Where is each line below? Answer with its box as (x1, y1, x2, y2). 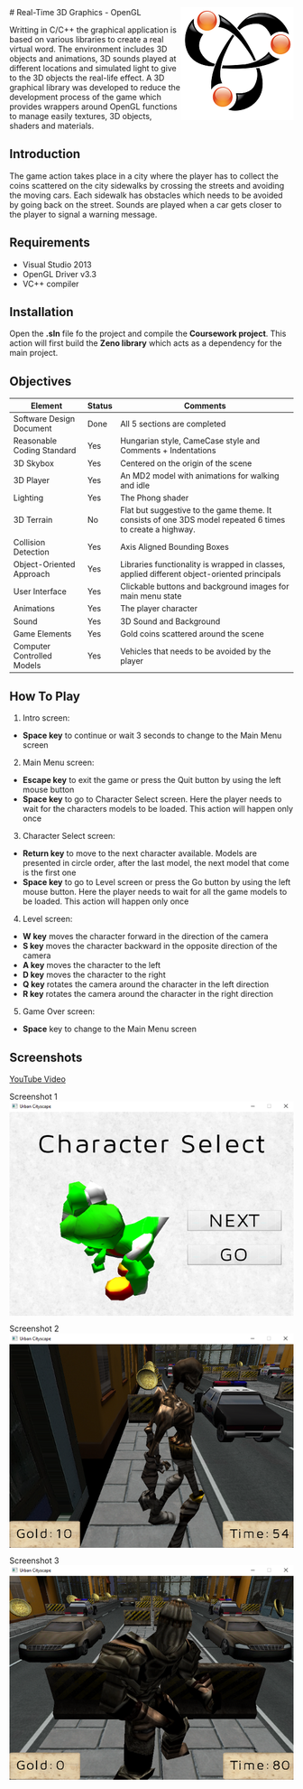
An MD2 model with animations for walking (120, 470, 280, 480)
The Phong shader (120, 492, 189, 503)
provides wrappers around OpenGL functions (9, 101, 178, 112)
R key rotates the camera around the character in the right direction (22, 989, 273, 1000)
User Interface (13, 585, 68, 597)
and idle (120, 480, 151, 490)
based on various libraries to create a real (9, 34, 164, 44)
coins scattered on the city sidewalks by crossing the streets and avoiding (9, 180, 285, 191)
